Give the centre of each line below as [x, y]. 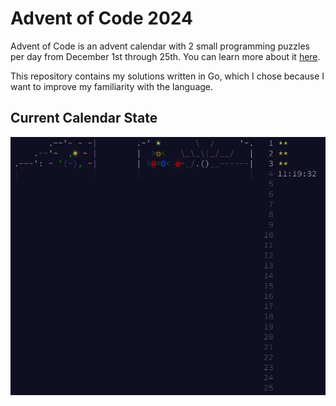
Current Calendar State [84, 118]
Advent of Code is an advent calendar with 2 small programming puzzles [160, 46]
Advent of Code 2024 [101, 18]
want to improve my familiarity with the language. [112, 86]
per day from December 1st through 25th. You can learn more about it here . [165, 56]
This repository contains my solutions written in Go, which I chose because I [167, 76]
